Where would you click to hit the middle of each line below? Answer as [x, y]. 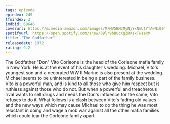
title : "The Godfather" [30, 38]
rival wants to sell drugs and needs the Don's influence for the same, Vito [82, 94]
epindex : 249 [19, 15]
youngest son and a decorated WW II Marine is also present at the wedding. [84, 73]
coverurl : [16, 29]
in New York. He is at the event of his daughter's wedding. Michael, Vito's [82, 67]
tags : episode [20, 10]
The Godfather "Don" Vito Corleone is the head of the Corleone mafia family [85, 62]
